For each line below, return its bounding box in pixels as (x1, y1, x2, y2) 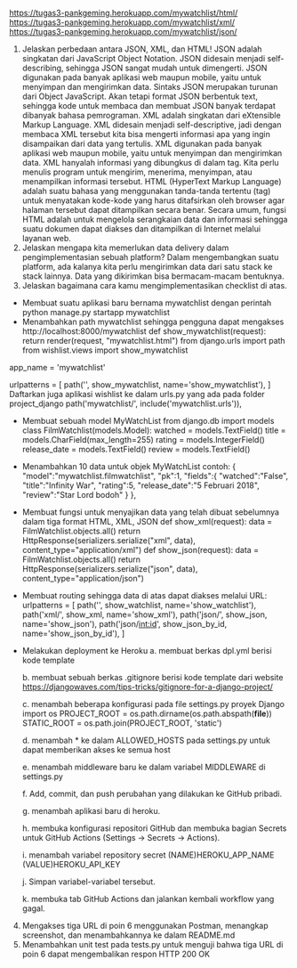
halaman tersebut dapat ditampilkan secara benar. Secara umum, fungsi (21, 205, 286, 215)
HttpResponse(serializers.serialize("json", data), (21, 564, 198, 573)
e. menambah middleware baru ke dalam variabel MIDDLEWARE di (21, 761, 266, 772)
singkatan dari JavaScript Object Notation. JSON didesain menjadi (21, 53, 266, 63)
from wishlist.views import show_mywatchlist (21, 345, 189, 355)
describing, (21, 62, 64, 73)
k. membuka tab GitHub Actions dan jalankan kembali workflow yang (21, 894, 275, 904)
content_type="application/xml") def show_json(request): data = (21, 545, 260, 555)
